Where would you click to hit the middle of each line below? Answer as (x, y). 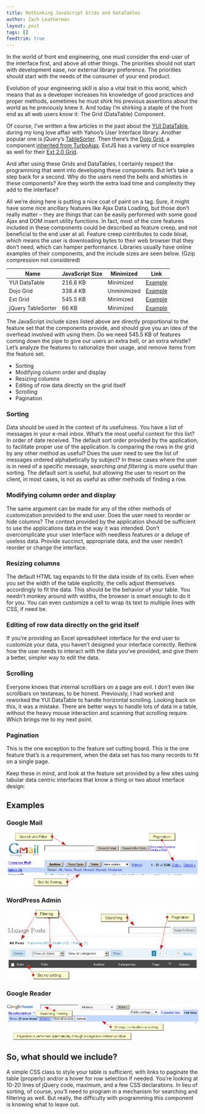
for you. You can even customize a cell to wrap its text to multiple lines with (101, 603)
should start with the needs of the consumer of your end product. (89, 76)
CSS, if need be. (27, 609)
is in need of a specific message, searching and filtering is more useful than (102, 466)
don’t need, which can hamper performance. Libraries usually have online (99, 247)
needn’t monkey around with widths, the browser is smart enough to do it (99, 596)
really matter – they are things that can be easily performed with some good (102, 214)
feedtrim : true (26, 39)
